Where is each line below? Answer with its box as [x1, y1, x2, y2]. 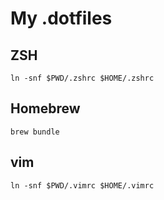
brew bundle [10, 127, 60, 137]
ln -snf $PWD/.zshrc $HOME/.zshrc [10, 73, 155, 83]
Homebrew [10, 100, 81, 117]
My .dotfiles [10, 7, 113, 30]
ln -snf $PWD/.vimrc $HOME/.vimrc [10, 180, 155, 191]
